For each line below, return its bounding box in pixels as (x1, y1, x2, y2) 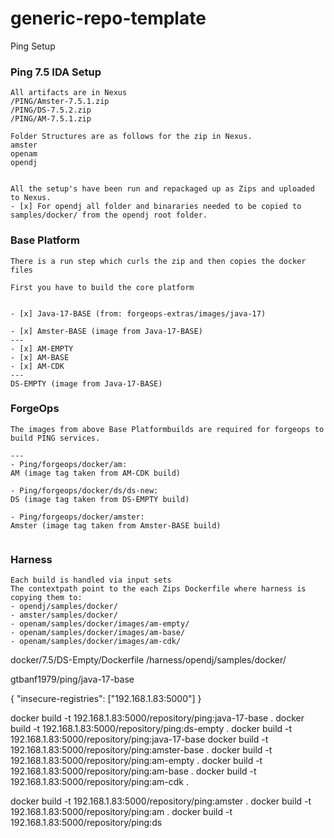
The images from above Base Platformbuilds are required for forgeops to (10, 424, 325, 434)
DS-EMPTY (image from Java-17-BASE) (10, 378, 163, 389)
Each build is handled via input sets (10, 575, 172, 586)
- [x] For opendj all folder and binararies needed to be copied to (10, 202, 302, 212)
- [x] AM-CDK (10, 361, 65, 371)
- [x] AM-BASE (10, 352, 70, 362)
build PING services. (10, 433, 101, 443)
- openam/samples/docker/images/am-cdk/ (10, 637, 182, 647)
